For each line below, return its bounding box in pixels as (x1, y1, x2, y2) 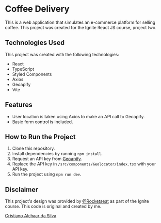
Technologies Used (5, 39, 64, 47)
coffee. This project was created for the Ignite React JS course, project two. (5, 24, 157, 30)
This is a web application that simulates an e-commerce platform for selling (5, 19, 156, 25)
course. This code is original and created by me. (5, 204, 102, 209)
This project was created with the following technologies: (5, 51, 120, 57)
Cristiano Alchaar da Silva (5, 213, 57, 219)
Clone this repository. (12, 145, 55, 151)
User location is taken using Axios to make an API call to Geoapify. (12, 113, 145, 119)
